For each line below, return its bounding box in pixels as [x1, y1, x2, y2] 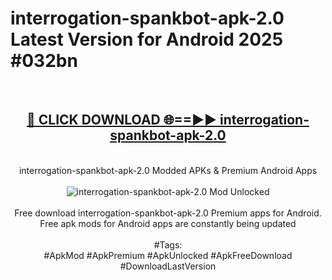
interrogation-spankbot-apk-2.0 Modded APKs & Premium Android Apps [18, 164, 318, 176]
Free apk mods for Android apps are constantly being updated [39, 217, 297, 229]
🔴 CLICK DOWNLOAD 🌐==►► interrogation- [26, 112, 310, 129]
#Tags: [153, 238, 183, 251]
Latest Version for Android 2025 [10, 28, 284, 51]
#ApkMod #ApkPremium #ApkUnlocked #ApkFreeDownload [43, 249, 293, 261]
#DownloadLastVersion [119, 260, 217, 272]
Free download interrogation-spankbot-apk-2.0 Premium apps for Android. [14, 207, 322, 219]
